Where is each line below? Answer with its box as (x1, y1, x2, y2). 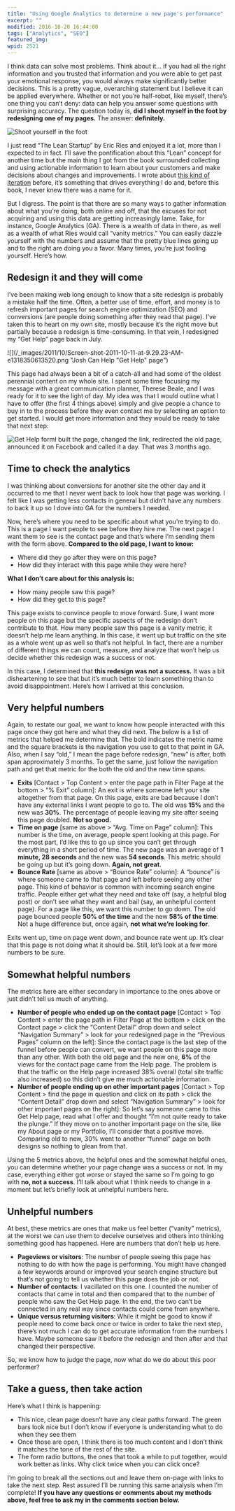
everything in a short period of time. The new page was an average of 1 (17, 845, 224, 854)
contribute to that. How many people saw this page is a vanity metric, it (7, 624, 213, 632)
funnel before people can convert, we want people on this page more (17, 1046, 218, 1054)
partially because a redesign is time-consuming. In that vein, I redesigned (7, 327, 219, 336)
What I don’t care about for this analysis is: (7, 574, 135, 582)
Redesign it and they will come (7, 272, 143, 283)
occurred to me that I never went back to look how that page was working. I (7, 489, 225, 497)
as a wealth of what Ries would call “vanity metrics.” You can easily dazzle (7, 229, 222, 237)
